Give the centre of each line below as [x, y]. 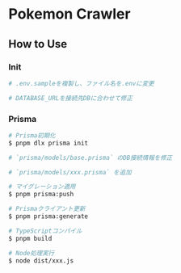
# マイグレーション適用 [42, 187]
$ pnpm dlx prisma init [48, 143]
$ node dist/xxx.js [41, 260]
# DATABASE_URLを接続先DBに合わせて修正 [71, 98]
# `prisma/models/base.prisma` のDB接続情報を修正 [90, 157]
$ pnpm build [30, 238]
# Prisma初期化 [32, 135]
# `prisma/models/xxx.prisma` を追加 [70, 172]
